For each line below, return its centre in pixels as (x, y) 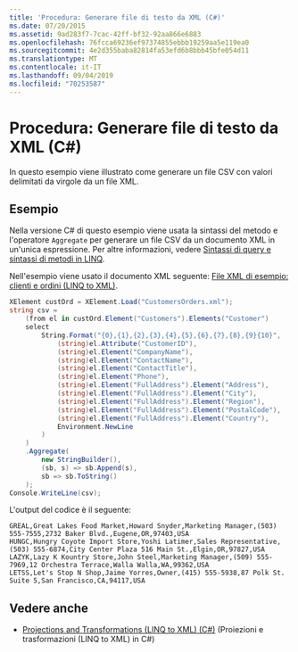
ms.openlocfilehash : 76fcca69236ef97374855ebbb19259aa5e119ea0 (129, 42)
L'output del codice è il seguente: (70, 510)
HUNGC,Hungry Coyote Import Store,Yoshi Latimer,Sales (113, 542)
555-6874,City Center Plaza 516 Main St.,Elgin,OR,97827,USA (149, 549)
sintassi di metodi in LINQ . (57, 259)
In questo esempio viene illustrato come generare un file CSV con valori (141, 171)
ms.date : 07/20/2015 (48, 26)
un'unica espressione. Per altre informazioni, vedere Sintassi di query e (141, 250)
